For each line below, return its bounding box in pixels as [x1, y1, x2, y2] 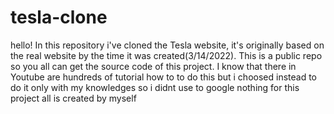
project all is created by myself [10, 92, 137, 104]
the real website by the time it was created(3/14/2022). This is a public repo [10, 49, 323, 61]
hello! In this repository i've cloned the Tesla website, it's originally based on [10, 39, 325, 51]
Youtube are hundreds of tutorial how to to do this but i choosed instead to [10, 71, 317, 83]
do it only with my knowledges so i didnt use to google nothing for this [10, 81, 300, 93]
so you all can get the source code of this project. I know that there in [10, 60, 297, 72]
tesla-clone [10, 6, 108, 29]
